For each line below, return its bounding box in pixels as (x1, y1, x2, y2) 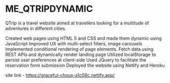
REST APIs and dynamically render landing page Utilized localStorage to (5, 51, 156, 58)
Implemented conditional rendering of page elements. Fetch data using (5, 46, 154, 52)
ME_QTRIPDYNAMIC (5, 3, 93, 15)
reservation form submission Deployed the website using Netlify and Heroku (5, 62, 165, 68)
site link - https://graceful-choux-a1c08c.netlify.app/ (5, 72, 115, 78)
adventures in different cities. (5, 25, 66, 31)
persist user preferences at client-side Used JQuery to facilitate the (5, 57, 146, 63)
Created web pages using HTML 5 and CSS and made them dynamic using (5, 35, 162, 41)
